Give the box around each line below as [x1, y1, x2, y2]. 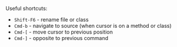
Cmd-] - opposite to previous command [14, 35, 109, 41]
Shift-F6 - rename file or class [14, 16, 89, 23]
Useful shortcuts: [5, 5, 48, 12]
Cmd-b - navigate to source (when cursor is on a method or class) [14, 23, 172, 29]
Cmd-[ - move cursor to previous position [14, 28, 113, 35]
